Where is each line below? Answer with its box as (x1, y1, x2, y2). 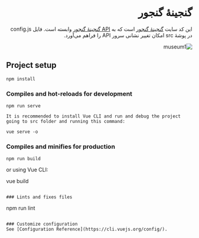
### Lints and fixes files (6, 194, 73, 200)
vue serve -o (6, 129, 38, 135)
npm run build (6, 156, 41, 162)
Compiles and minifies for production (6, 142, 115, 151)
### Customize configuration (6, 221, 78, 227)
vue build (6, 178, 29, 185)
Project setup (6, 60, 57, 70)
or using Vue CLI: (6, 166, 48, 174)
